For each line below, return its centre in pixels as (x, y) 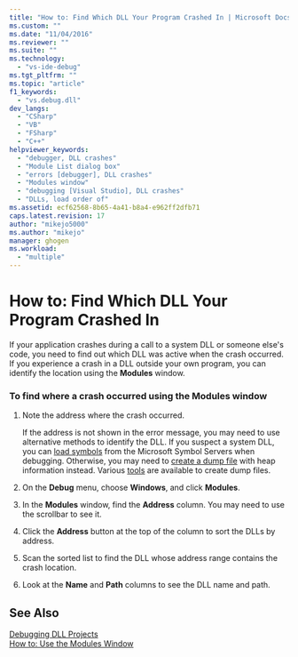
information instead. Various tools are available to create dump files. (146, 470)
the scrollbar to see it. (62, 514)
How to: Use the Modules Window (72, 644)
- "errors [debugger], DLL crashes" (85, 174)
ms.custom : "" (35, 26)
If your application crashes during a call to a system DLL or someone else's (146, 344)
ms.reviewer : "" (39, 42)
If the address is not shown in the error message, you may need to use (151, 433)
